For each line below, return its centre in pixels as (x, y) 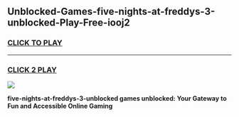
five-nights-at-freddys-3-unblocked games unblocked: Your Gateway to (117, 98)
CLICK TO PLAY (35, 43)
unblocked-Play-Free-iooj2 (69, 23)
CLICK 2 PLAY (32, 69)
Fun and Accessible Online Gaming (60, 106)
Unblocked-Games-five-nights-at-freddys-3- (111, 12)
